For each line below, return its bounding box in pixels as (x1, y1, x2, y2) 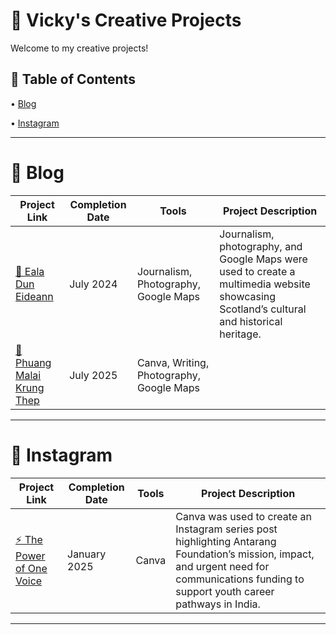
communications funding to (175, 572, 305, 586)
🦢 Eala (15, 264, 45, 278)
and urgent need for (175, 559, 270, 573)
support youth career (175, 584, 275, 598)
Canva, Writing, (136, 355, 210, 369)
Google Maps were (219, 252, 308, 266)
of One (15, 562, 48, 576)
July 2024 (69, 277, 118, 291)
